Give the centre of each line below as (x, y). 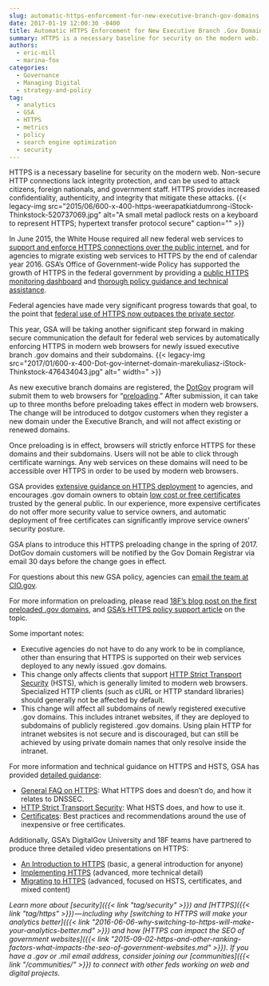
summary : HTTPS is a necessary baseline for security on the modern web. (134, 38)
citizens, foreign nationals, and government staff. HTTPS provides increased (134, 190)
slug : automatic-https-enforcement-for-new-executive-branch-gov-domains (134, 16)
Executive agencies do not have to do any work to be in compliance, (133, 649)
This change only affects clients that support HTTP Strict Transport (131, 675)
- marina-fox (38, 61)
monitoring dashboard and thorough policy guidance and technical (119, 282)
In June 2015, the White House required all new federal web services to (127, 239)
